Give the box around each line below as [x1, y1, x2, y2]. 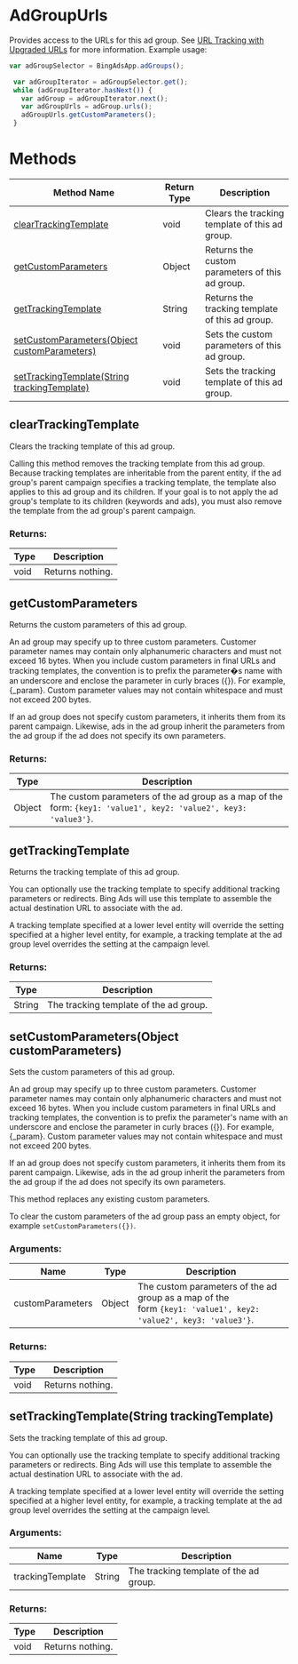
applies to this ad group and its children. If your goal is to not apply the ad [9, 486, 278, 497]
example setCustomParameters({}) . [9, 1220, 137, 1231]
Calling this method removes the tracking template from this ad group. [9, 458, 265, 468]
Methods [9, 148, 77, 169]
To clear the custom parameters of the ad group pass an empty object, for [9, 1211, 281, 1222]
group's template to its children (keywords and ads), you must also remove [9, 495, 282, 507]
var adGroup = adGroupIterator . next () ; [20, 94, 169, 103]
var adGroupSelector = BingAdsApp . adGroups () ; [9, 61, 184, 70]
